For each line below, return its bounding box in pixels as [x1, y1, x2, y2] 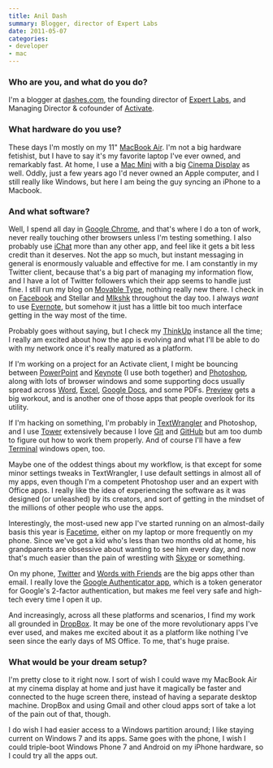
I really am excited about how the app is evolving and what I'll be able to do [8, 334, 260, 344]
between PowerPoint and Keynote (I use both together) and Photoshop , [8, 367, 248, 378]
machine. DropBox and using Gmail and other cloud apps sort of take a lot [8, 701, 256, 710]
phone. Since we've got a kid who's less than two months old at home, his [8, 535, 257, 545]
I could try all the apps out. [8, 751, 98, 761]
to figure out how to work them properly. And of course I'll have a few [8, 435, 241, 445]
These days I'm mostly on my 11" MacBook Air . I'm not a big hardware [8, 142, 242, 152]
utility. [8, 402, 29, 412]
